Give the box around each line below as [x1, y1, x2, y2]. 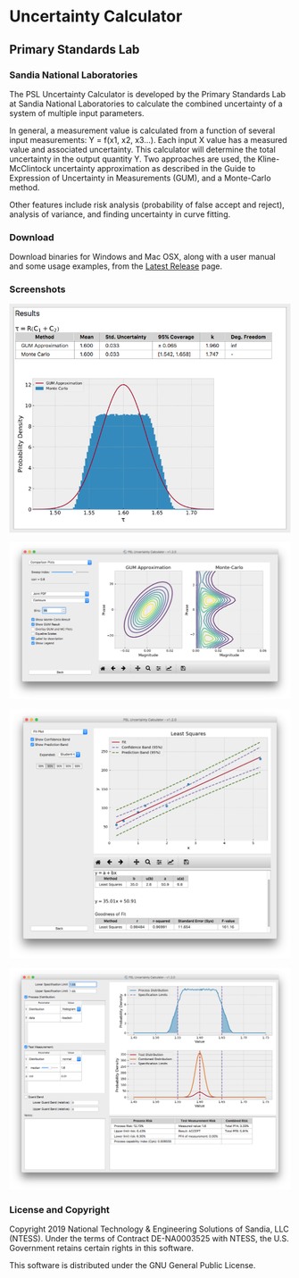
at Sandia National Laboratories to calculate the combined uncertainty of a [9, 98, 283, 109]
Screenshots [9, 283, 66, 296]
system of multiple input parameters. [9, 107, 145, 118]
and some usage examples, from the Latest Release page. [9, 261, 223, 271]
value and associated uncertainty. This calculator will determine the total [9, 144, 277, 155]
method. [9, 181, 40, 193]
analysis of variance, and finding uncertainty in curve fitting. [9, 208, 231, 220]
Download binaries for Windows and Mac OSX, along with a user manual [9, 252, 276, 263]
